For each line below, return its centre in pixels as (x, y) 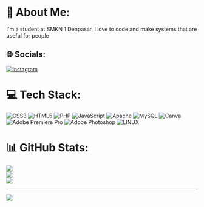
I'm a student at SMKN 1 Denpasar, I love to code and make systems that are (102, 29)
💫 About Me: (38, 12)
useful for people (28, 35)
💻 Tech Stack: (44, 95)
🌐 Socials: (26, 55)
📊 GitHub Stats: (48, 147)
